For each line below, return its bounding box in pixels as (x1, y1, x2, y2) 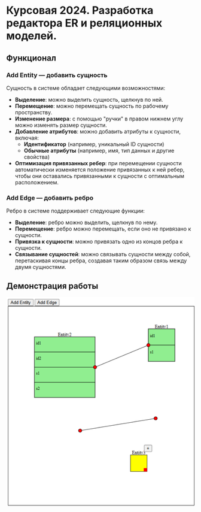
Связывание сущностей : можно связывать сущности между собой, (14, 251, 191, 258)
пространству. (14, 108, 53, 116)
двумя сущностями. (14, 263, 66, 271)
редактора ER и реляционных (6, 16, 163, 30)
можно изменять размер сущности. (14, 121, 108, 129)
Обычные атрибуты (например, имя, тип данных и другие (23, 147, 175, 154)
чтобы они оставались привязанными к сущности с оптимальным (14, 172, 184, 180)
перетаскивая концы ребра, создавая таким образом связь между (14, 257, 187, 264)
